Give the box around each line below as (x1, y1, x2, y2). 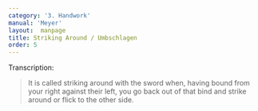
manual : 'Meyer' (8, 19, 62, 27)
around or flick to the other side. (27, 95, 134, 105)
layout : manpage (8, 26, 66, 34)
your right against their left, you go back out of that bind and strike (27, 86, 247, 96)
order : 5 (8, 41, 38, 49)
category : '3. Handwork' (8, 11, 91, 20)
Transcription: (8, 63, 54, 72)
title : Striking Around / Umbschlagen (8, 33, 137, 42)
